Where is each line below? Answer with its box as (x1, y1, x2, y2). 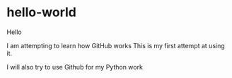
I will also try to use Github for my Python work (6, 62, 143, 71)
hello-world (6, 4, 77, 21)
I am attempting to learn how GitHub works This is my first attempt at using (6, 41, 226, 50)
